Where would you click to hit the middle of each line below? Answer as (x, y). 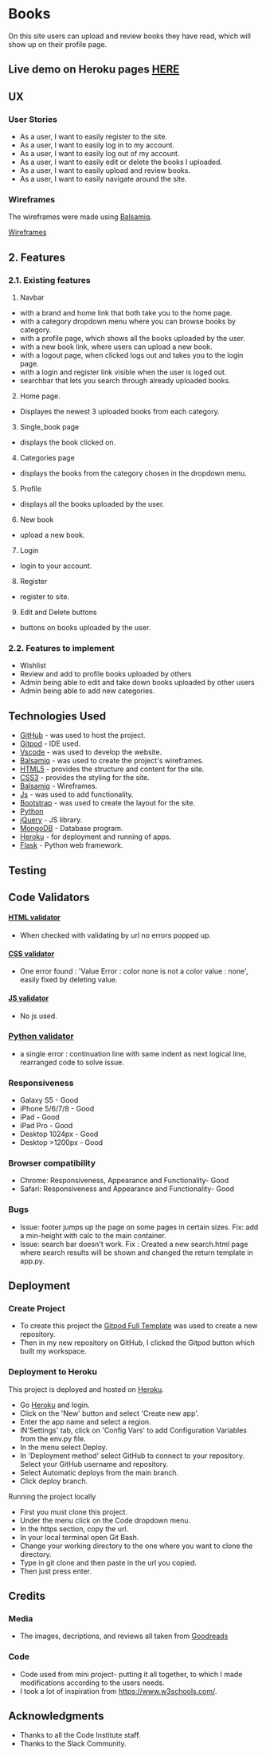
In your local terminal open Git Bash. (79, 1537)
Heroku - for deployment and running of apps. (96, 837)
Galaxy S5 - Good (49, 1100)
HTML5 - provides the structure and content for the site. (112, 769)
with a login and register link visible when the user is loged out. (123, 372)
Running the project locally (52, 1496)
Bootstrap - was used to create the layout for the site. (108, 803)
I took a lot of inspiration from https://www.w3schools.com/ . (118, 1691)
